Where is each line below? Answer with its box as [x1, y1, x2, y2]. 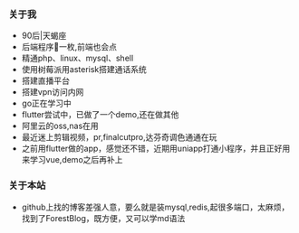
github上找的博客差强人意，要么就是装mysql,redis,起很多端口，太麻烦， [21, 201, 290, 212]
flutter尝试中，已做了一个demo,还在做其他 [21, 109, 179, 120]
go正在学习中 [21, 98, 72, 109]
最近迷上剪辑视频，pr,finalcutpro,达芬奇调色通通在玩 [21, 132, 217, 143]
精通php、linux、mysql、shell [21, 52, 134, 64]
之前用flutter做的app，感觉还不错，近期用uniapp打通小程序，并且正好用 [21, 143, 291, 154]
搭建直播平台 [21, 75, 70, 87]
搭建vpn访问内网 [21, 87, 84, 98]
